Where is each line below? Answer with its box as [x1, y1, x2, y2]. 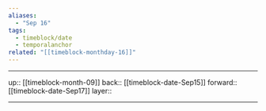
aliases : [8, 11, 37, 20]
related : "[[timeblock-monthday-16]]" [8, 48, 136, 56]
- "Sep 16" [15, 19, 51, 27]
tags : [8, 26, 26, 34]
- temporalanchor [15, 41, 73, 49]
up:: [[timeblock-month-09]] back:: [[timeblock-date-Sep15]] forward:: [8, 78, 237, 87]
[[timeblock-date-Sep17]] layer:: [8, 86, 112, 95]
